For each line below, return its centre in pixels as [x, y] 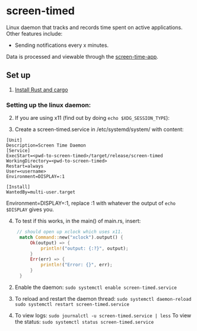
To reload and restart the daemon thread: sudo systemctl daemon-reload [103, 298]
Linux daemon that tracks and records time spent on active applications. [94, 27]
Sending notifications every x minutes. [61, 45]
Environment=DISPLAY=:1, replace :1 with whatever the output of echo [91, 203]
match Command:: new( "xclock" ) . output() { [71, 237]
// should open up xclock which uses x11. [70, 232]
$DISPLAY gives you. [30, 209]
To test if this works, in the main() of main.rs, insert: [78, 221]
